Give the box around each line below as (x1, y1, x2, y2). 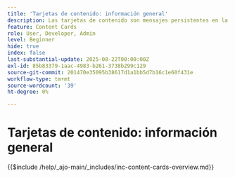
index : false (7, 50, 46, 57)
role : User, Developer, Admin (7, 29, 96, 37)
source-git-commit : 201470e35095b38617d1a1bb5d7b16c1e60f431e (7, 69, 193, 76)
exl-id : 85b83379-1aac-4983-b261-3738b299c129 (7, 62, 146, 69)
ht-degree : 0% (7, 88, 49, 95)
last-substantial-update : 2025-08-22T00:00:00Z (7, 56, 150, 63)
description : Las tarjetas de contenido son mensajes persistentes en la (7, 17, 229, 24)
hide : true (7, 43, 39, 50)
